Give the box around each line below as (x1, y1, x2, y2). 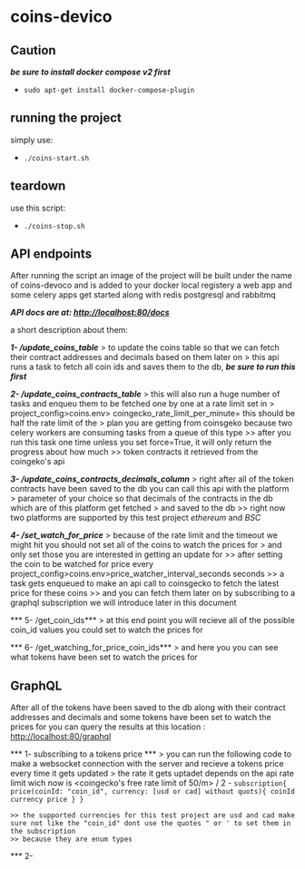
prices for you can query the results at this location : (10, 721, 206, 732)
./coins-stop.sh (23, 221, 85, 230)
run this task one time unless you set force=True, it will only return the (10, 437, 272, 448)
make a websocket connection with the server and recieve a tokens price (10, 758, 284, 769)
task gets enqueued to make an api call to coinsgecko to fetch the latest (10, 578, 280, 589)
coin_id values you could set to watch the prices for (10, 624, 203, 636)
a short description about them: (10, 325, 128, 336)
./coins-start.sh (23, 153, 90, 162)
